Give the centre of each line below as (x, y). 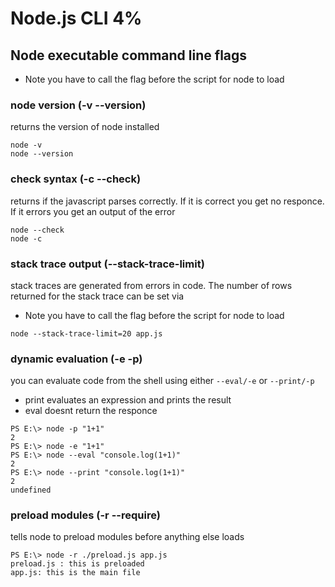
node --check (37, 230)
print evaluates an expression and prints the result (128, 400)
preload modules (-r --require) (85, 515)
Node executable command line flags (129, 55)
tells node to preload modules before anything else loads (127, 537)
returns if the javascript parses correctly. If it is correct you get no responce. (167, 201)
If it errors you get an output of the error (93, 211)
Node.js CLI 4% (76, 18)
